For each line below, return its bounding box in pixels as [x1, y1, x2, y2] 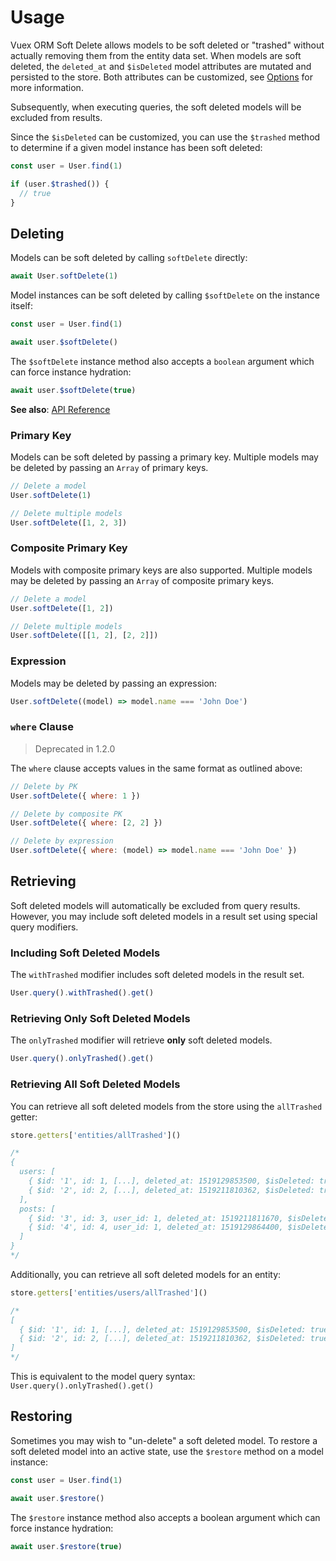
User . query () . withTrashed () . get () [10, 988, 155, 998]
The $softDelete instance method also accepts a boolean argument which [10, 355, 315, 367]
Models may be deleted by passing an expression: [10, 677, 218, 689]
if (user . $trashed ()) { [10, 179, 110, 189]
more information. [10, 81, 84, 93]
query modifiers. [10, 921, 79, 933]
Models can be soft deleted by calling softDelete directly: [10, 252, 248, 264]
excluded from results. [10, 111, 103, 123]
